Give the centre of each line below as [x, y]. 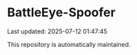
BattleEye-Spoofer [61, 13]
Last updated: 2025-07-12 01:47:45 [57, 31]
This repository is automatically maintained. [69, 44]
